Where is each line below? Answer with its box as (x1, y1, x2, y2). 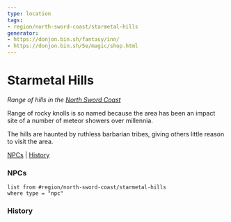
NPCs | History (7, 150, 50, 159)
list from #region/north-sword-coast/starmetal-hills (7, 184, 167, 191)
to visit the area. (7, 137, 54, 145)
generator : (7, 29, 39, 37)
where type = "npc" (7, 190, 64, 197)
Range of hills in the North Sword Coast (7, 95, 121, 104)
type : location (7, 10, 51, 17)
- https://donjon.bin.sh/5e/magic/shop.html (7, 42, 138, 49)
